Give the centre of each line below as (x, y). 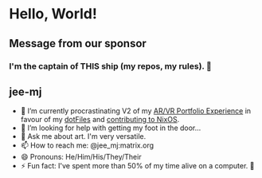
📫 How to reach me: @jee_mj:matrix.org (87, 145)
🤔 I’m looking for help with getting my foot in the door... (111, 128)
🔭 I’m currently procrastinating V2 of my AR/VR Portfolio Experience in (136, 111)
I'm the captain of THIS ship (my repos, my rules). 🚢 (110, 66)
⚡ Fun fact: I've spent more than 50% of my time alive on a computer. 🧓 (137, 166)
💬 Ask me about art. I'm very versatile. (83, 136)
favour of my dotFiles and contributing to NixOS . (100, 120)
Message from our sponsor (78, 44)
